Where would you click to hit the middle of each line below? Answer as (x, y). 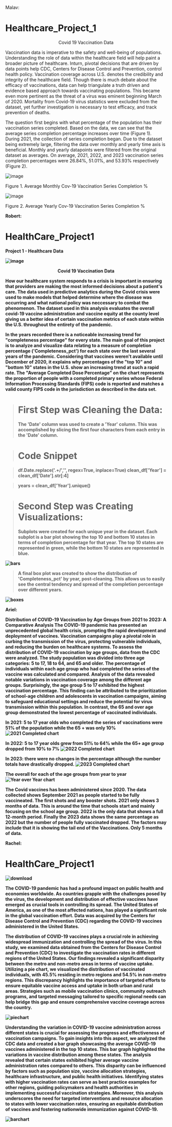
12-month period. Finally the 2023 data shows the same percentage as (82, 816)
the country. (19, 1007)
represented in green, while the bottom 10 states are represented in (91, 548)
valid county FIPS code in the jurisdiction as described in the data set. (81, 389)
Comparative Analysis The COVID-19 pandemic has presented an (76, 625)
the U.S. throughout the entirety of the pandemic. (59, 324)
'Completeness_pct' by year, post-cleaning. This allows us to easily (91, 578)
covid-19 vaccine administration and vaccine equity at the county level (82, 314)
